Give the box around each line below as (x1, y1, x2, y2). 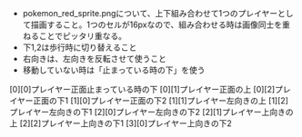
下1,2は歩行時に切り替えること (22, 42, 137, 53)
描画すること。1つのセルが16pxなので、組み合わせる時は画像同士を (30, 19, 283, 30)
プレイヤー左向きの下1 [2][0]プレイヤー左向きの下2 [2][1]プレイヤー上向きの (9, 107, 294, 117)
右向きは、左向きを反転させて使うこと (22, 54, 166, 64)
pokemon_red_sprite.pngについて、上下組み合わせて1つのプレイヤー (22, 8, 278, 18)
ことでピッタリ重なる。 (38, 31, 127, 41)
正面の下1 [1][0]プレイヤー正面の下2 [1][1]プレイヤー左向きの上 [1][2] (33, 95, 289, 106)
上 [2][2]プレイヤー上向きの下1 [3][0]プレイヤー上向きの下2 (9, 118, 232, 129)
